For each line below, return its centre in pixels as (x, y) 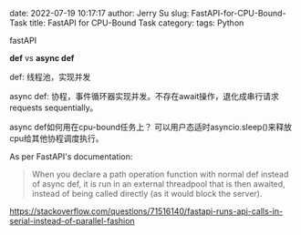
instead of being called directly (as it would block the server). (147, 194)
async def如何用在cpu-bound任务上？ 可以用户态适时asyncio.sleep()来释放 (151, 127)
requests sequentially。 (54, 107)
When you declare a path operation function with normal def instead (160, 174)
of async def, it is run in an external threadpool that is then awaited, (158, 184)
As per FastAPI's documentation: (71, 157)
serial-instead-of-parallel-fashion (72, 221)
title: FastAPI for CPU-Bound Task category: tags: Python (136, 23)
